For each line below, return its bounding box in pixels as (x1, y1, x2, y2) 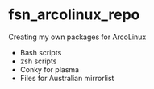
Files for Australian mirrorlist (19, 73, 114, 83)
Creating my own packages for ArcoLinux (8, 32, 147, 42)
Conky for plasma (19, 64, 79, 74)
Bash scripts (19, 47, 62, 57)
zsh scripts (19, 56, 57, 66)
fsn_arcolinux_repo (8, 6, 140, 24)
